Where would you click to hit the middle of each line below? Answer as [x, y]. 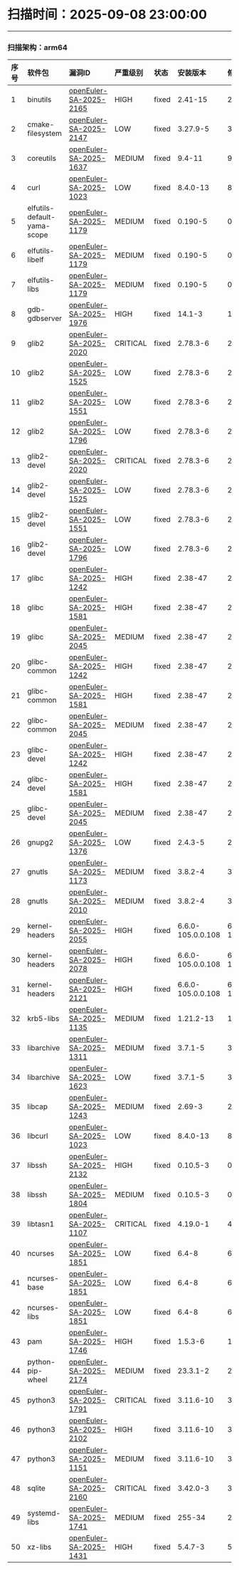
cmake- [41, 125]
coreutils [42, 159]
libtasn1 [41, 1224]
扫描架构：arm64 [37, 47]
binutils [39, 100]
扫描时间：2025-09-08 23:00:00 [107, 15]
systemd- [44, 1513]
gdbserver [45, 319]
